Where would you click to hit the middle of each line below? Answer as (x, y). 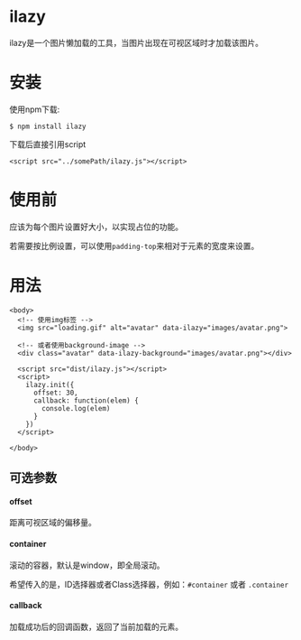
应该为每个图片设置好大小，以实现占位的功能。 (96, 227)
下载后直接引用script (48, 144)
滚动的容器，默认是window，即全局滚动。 (87, 565)
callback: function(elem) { (86, 400)
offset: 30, (55, 393)
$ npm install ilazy (48, 126)
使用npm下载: (35, 109)
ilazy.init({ (50, 385)
